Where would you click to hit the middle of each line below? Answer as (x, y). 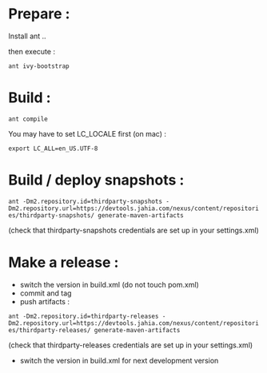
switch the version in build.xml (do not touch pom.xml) (110, 284)
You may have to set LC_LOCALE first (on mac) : (87, 133)
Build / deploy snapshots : (96, 180)
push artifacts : (45, 301)
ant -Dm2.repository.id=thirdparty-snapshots (85, 201)
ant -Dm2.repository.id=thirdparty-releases (84, 316)
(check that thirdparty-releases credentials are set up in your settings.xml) (131, 345)
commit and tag (46, 293)
